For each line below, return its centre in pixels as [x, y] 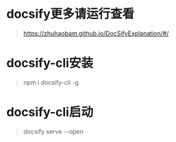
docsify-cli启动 [50, 112]
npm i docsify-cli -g [51, 82]
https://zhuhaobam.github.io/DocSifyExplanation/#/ [96, 33]
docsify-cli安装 [50, 63]
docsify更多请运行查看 [71, 14]
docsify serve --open [53, 131]
